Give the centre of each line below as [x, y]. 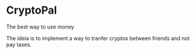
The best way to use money [40, 27]
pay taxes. [19, 45]
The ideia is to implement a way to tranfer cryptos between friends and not [98, 38]
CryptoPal [32, 10]
